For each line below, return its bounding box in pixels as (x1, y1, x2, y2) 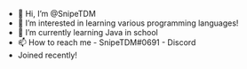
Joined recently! (17, 50, 78, 60)
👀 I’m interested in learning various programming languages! (17, 18, 239, 28)
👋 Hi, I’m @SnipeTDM (17, 9, 96, 19)
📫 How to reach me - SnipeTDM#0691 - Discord (17, 37, 196, 48)
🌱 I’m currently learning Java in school (17, 27, 158, 37)
